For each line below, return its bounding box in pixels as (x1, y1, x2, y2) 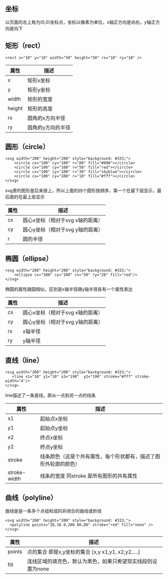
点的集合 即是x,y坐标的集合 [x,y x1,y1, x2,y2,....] (27, 548, 140, 555)
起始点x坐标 (39, 415, 68, 422)
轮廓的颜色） (49, 460, 80, 467)
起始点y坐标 (39, 425, 68, 432)
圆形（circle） (5, 143, 49, 151)
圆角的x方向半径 (27, 115, 65, 122)
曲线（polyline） (5, 494, 57, 502)
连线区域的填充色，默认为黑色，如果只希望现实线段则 (27, 557, 152, 564)
